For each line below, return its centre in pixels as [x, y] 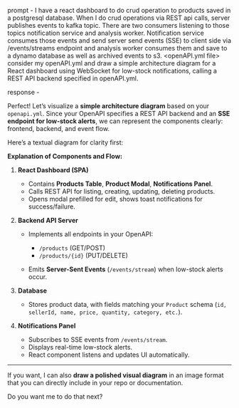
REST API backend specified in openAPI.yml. [73, 78]
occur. [38, 277]
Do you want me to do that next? [55, 397]
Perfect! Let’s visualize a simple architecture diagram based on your [108, 106]
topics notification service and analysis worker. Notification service [106, 33]
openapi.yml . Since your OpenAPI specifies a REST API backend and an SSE [119, 114]
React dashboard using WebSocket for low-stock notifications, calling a [112, 71]
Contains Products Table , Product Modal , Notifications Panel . [121, 184]
